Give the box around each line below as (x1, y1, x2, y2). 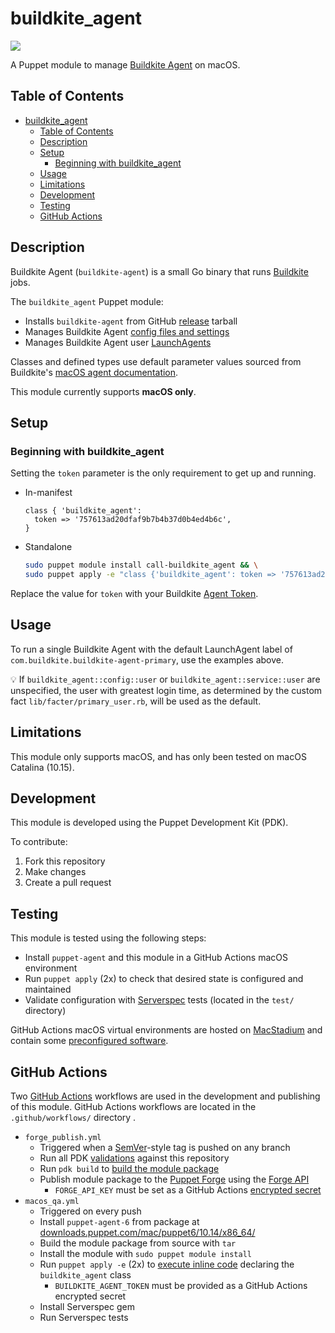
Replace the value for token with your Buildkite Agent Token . (10, 588, 259, 599)
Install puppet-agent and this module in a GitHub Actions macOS (24, 952, 288, 964)
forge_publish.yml (24, 1133, 102, 1143)
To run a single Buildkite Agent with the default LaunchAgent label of (10, 643, 293, 655)
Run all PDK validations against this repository (39, 1152, 230, 1164)
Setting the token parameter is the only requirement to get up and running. (10, 467, 317, 479)
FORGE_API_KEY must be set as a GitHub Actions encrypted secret (54, 1184, 322, 1196)
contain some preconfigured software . (10, 1035, 169, 1047)
